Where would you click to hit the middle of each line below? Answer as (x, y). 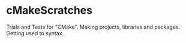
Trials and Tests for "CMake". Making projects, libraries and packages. (93, 27)
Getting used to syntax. (35, 33)
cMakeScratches (49, 10)
